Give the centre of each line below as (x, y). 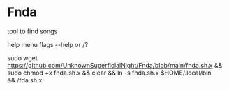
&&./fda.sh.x (25, 80)
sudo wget (23, 58)
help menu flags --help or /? (48, 44)
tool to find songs (32, 31)
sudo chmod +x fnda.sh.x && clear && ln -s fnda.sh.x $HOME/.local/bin (109, 73)
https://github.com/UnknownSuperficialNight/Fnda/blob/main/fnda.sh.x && (115, 65)
